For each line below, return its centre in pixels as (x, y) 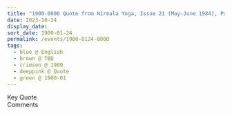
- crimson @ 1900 (38, 65)
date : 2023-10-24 (32, 20)
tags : (15, 46)
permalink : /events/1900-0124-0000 (58, 39)
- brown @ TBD (33, 59)
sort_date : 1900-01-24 (40, 33)
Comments (23, 105)
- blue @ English (38, 53)
